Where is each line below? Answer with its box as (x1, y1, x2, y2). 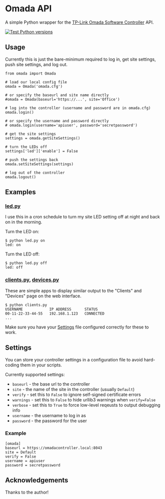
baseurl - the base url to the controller (12, 381, 90, 387)
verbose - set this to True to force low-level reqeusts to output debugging (12, 402, 161, 408)
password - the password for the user (12, 418, 87, 424)
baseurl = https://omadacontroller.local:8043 (5, 445, 102, 450)
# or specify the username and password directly (5, 118, 109, 123)
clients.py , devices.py (5, 277, 59, 284)
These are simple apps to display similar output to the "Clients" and (5, 287, 142, 293)
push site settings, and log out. (5, 61, 68, 67)
